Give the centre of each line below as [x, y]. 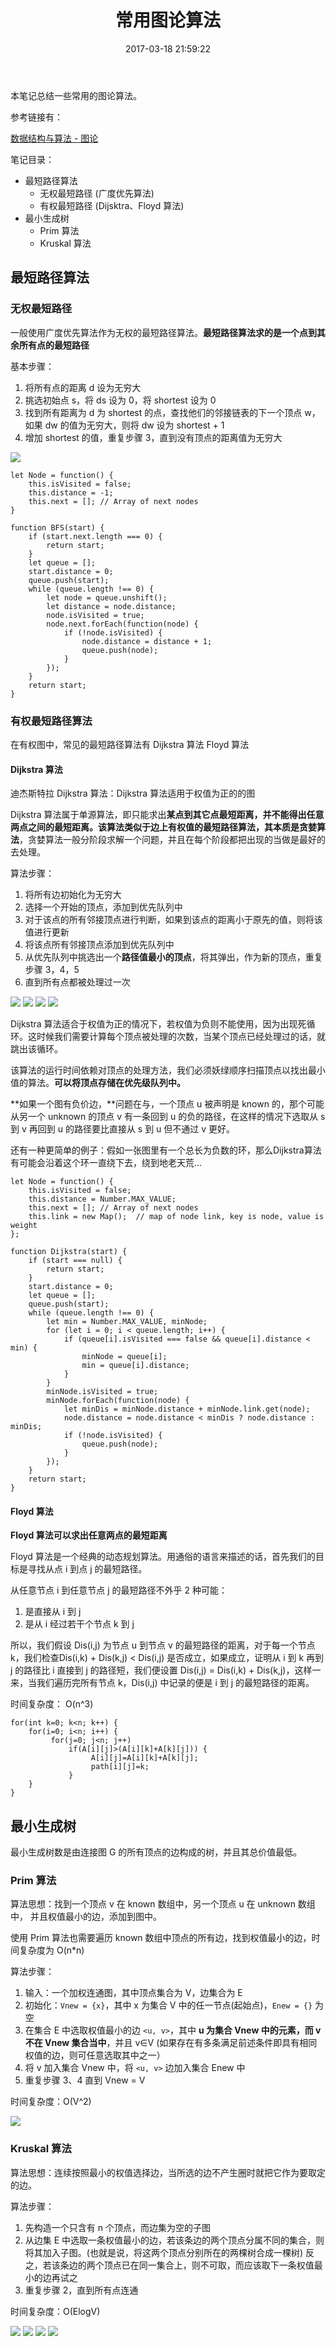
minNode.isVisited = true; [102, 1392]
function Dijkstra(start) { [69, 1252]
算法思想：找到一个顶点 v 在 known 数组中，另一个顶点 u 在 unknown [153, 1904]
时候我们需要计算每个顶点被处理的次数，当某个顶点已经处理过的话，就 [181, 1037]
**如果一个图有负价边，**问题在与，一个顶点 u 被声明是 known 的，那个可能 [167, 1104]
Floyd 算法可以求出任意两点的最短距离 [89, 1535]
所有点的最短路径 [54, 345]
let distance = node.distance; [111, 606]
